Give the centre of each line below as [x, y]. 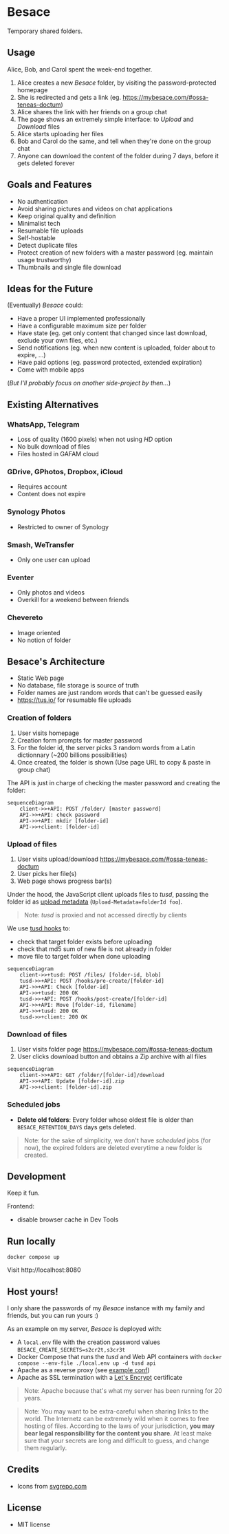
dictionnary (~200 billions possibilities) [72, 755]
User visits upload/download [57, 859]
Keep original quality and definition [66, 216]
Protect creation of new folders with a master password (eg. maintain [115, 253]
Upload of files [32, 844]
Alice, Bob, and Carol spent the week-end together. [80, 69]
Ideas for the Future [50, 289]
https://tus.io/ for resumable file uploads [74, 700]
